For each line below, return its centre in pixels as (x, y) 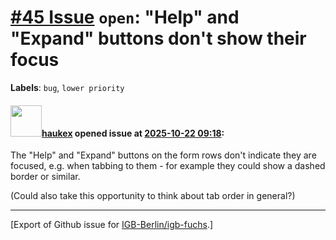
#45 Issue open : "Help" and (125, 17)
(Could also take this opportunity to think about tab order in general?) (153, 196)
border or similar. (45, 177)
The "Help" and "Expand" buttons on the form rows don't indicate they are (163, 155)
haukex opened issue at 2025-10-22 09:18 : (133, 133)
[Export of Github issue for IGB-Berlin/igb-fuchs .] (112, 225)
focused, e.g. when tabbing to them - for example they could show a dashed (168, 166)
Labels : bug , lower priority (67, 87)
